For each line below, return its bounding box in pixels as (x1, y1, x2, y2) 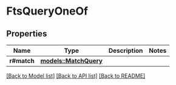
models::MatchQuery (40, 56, 103, 65)
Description (108, 47, 143, 55)
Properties (6, 29, 47, 39)
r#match (9, 56, 35, 65)
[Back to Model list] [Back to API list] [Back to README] (6, 72, 146, 80)
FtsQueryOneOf (6, 4, 89, 18)
